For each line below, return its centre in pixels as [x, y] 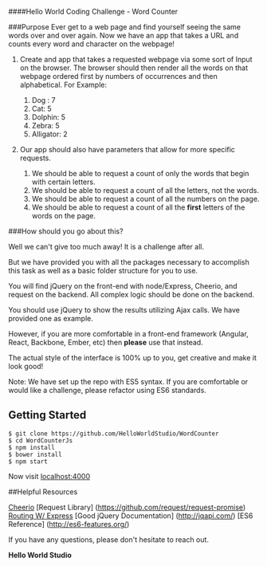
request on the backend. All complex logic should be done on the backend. [132, 295]
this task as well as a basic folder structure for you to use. [103, 271]
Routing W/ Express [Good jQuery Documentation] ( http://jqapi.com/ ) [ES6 [131, 515]
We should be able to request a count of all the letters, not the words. [145, 190]
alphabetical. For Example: [63, 85]
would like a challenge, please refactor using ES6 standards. [108, 390]
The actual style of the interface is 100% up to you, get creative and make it [133, 358]
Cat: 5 [41, 108]
